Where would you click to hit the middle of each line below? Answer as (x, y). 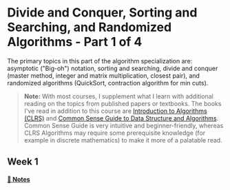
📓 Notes (19, 179)
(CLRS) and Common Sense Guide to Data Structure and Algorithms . (121, 118)
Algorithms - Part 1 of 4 (75, 42)
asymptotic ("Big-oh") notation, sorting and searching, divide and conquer (113, 68)
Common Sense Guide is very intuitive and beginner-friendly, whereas (124, 125)
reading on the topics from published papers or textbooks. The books (123, 103)
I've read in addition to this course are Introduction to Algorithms (116, 111)
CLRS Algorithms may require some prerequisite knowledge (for (115, 133)
